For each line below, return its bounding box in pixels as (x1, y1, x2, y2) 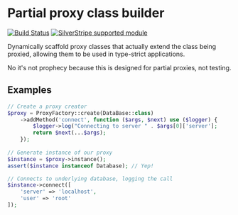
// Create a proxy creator (7, 103, 87, 110)
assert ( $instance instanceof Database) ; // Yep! (7, 162, 154, 170)
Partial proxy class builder (7, 5, 165, 21)
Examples (7, 84, 52, 97)
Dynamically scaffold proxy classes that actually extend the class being (7, 42, 217, 50)
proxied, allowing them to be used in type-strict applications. (7, 50, 185, 58)
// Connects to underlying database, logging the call (7, 175, 173, 182)
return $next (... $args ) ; (33, 129, 107, 136)
